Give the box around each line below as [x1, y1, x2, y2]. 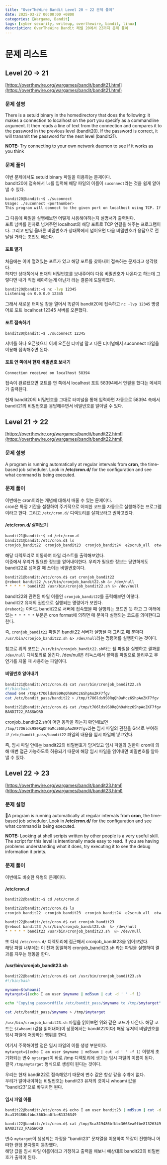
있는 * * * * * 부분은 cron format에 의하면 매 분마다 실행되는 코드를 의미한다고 [5, 612, 161, 618]
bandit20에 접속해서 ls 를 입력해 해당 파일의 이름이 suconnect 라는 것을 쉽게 [5, 180, 152, 186]
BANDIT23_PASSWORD [5, 1126, 43, 1131]
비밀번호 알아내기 [5, 670, 39, 677]
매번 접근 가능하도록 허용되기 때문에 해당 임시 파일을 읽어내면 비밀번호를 [10, 748, 150, 754]
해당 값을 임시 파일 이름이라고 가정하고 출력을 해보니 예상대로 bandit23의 [5, 1148, 147, 1154]
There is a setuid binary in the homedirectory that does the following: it [5, 112, 151, 118]
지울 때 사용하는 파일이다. [18, 658, 68, 664]
